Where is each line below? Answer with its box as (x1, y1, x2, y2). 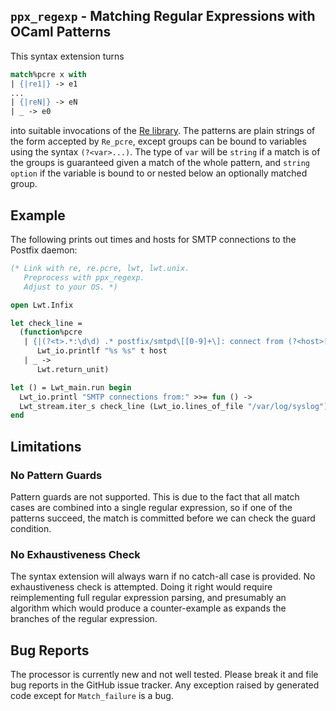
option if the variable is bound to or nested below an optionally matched (10, 167, 308, 179)
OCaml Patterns (10, 24, 112, 41)
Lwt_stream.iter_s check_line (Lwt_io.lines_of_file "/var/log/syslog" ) (19, 401, 329, 411)
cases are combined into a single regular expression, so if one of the (10, 501, 293, 513)
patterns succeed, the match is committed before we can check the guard (10, 512, 316, 524)
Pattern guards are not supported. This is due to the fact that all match (10, 490, 300, 503)
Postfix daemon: (10, 244, 78, 256)
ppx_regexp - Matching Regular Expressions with (10, 8, 316, 25)
